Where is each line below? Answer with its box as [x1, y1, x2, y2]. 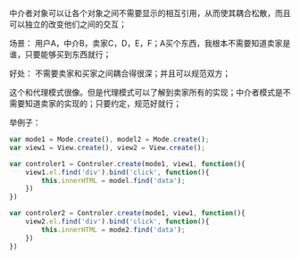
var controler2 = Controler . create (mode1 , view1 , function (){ [9, 209, 246, 218]
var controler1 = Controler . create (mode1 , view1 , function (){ [9, 159, 246, 168]
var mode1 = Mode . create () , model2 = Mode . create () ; [9, 135, 210, 144]
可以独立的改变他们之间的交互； [9, 19, 127, 29]
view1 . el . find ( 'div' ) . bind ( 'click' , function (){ [25, 168, 210, 177]
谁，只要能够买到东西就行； [9, 49, 112, 60]
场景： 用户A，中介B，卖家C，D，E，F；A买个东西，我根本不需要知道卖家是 [9, 38, 291, 48]
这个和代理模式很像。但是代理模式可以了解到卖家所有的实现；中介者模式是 [9, 88, 283, 97]
